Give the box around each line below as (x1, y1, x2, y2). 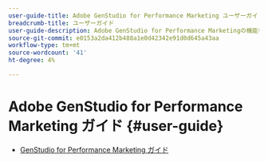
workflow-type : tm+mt (8, 41, 81, 49)
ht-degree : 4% (8, 57, 56, 65)
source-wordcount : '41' (8, 49, 88, 57)
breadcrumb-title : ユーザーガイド (8, 19, 114, 27)
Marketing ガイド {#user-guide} (8, 117, 224, 136)
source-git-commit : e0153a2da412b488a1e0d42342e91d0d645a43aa (8, 34, 219, 42)
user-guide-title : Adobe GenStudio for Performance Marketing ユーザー (8, 11, 246, 20)
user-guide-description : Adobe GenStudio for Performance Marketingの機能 (8, 26, 259, 34)
